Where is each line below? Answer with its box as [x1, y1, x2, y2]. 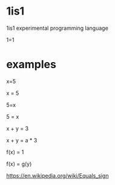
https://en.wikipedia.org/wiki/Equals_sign [6, 172, 109, 179]
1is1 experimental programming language [6, 24, 109, 32]
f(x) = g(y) [6, 160, 32, 167]
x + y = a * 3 [6, 136, 38, 144]
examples [6, 58, 56, 71]
